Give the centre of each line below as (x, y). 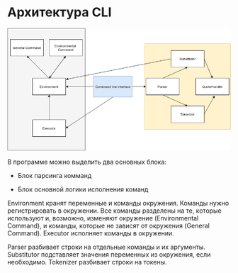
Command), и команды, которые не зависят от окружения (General (109, 225)
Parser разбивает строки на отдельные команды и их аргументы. (106, 247)
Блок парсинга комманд (55, 175)
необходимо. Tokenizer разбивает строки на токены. (87, 262)
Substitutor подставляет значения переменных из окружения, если (109, 254)
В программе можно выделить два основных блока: (87, 162)
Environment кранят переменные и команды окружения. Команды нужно (118, 203)
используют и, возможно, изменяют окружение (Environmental (103, 218)
